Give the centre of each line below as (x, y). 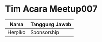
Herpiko (17, 32)
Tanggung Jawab (51, 24)
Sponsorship (45, 32)
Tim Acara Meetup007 (51, 9)
